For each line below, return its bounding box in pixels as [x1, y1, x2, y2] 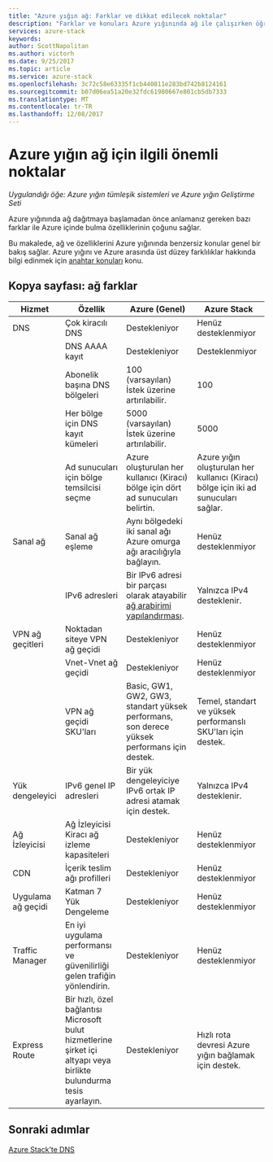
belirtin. [125, 502, 155, 513]
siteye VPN [64, 633, 107, 644]
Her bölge [64, 408, 103, 419]
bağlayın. [125, 556, 161, 567]
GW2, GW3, [125, 690, 172, 701]
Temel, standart [197, 695, 257, 706]
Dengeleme [64, 906, 110, 917]
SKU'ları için [197, 726, 244, 737]
